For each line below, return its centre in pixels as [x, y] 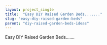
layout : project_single [30, 10]
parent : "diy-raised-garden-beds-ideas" [47, 23]
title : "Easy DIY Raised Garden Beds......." [54, 14]
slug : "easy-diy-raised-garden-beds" [44, 19]
